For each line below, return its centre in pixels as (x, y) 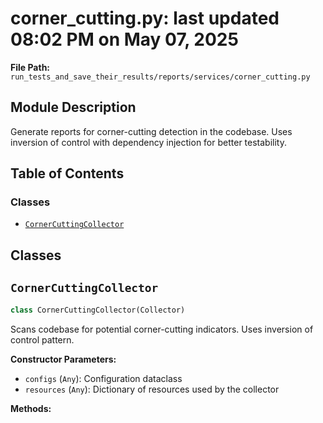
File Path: (30, 67)
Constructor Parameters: (63, 359)
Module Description (73, 107)
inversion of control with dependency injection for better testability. (148, 142)
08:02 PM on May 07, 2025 (124, 39)
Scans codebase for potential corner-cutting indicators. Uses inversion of (162, 329)
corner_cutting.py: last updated (145, 18)
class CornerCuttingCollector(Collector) (98, 310)
